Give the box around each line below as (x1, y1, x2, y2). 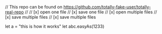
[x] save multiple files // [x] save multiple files (5, 14, 96, 20)
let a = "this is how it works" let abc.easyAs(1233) (5, 23, 105, 29)
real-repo (5, 9, 24, 15)
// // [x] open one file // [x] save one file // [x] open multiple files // (25, 9, 157, 15)
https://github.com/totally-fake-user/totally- (63, 4, 151, 10)
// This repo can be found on (5, 4, 62, 10)
